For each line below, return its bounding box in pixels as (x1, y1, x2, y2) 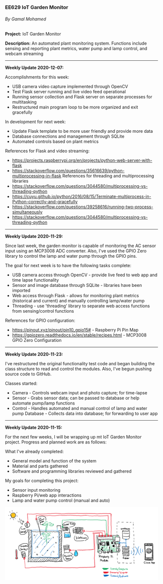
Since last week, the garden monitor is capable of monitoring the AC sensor (5, 243, 156, 249)
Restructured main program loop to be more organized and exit (12, 104, 138, 110)
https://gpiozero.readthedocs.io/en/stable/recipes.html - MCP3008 (12, 332, 147, 338)
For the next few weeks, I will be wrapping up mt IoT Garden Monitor (5, 434, 142, 440)
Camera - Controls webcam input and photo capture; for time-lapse (12, 390, 147, 396)
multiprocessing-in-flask (12, 173, 62, 179)
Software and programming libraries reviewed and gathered (12, 468, 132, 474)
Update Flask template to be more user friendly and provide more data (12, 128, 153, 134)
